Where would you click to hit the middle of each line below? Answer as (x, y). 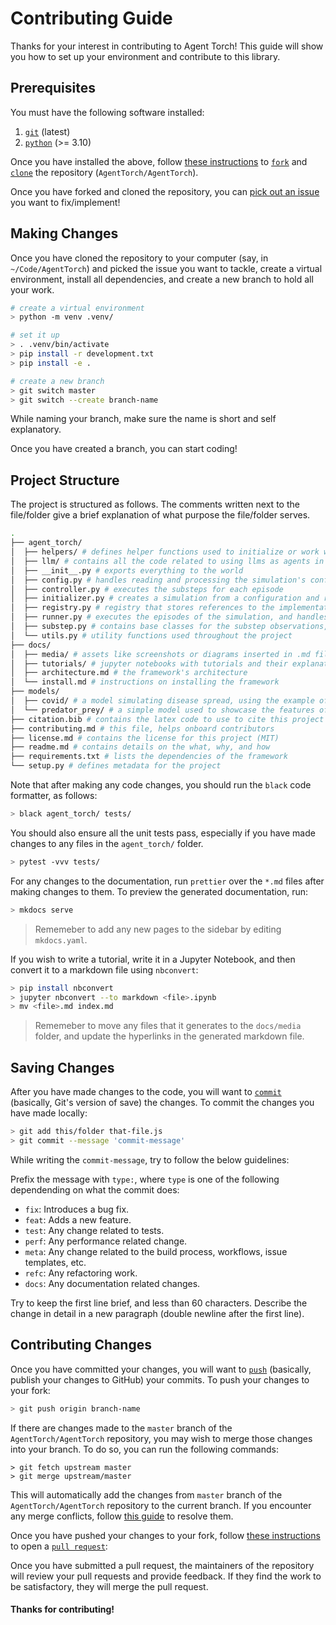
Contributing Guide (91, 18)
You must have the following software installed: (107, 112)
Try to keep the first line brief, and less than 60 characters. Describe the (159, 1303)
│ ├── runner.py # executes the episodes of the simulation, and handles (169, 617)
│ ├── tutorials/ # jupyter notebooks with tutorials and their (149, 663)
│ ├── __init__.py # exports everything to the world (127, 570)
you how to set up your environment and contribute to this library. (145, 56)
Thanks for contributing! (62, 1609)
